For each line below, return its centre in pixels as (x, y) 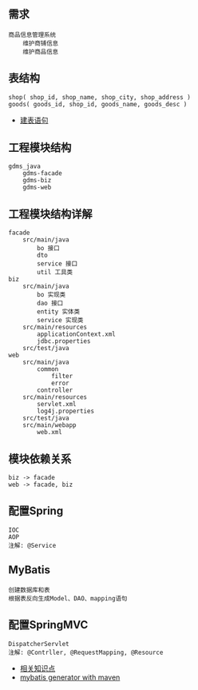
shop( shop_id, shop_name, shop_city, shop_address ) (100, 97)
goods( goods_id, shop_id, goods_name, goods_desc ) (98, 104)
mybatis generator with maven (70, 677)
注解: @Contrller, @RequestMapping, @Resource (86, 652)
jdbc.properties (64, 341)
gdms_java (25, 166)
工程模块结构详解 (50, 214)
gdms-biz (37, 181)
